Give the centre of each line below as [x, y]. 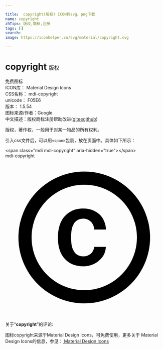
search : [13, 33]
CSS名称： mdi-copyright [32, 94]
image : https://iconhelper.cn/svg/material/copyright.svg [67, 38]
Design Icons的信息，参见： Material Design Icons [57, 341]
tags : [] [14, 28]
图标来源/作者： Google [29, 112]
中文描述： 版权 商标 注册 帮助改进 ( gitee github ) [51, 119]
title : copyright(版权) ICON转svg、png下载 [50, 14]
